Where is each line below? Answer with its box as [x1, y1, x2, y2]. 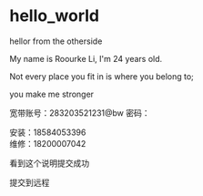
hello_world [9, 5, 100, 26]
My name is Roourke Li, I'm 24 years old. [9, 53, 163, 64]
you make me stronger [9, 88, 94, 99]
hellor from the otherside [9, 36, 103, 46]
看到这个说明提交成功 [9, 157, 89, 169]
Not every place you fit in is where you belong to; [9, 70, 194, 82]
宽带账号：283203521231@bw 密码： [9, 107, 150, 119]
